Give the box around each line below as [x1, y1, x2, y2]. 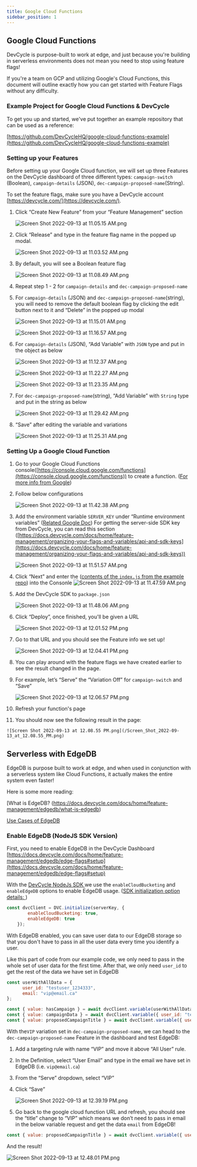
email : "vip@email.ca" [22, 990, 78, 996]
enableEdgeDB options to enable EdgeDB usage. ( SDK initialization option [6, 888, 181, 895]
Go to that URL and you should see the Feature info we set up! [15, 636, 165, 643]
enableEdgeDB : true [27, 916, 75, 922]
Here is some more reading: [6, 788, 74, 795]
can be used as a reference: [6, 121, 75, 129]
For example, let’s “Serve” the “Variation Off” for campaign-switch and [15, 676, 182, 683]
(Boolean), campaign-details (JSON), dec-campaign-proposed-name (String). [6, 179, 185, 186]
